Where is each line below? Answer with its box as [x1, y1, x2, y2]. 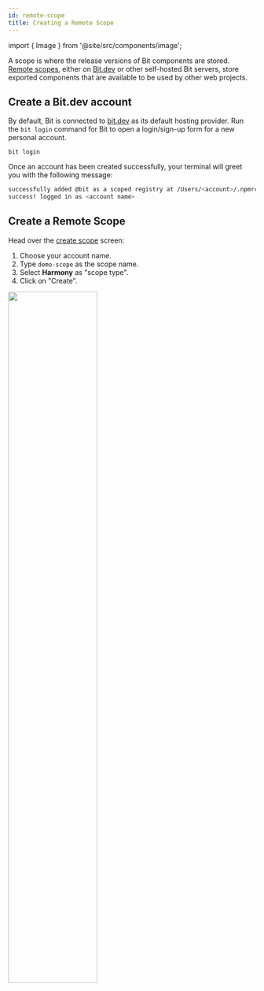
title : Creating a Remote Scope [8, 19, 114, 27]
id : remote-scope [8, 11, 65, 20]
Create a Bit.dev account [8, 95, 132, 109]
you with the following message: [8, 170, 113, 180]
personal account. [8, 133, 67, 143]
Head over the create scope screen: [8, 236, 125, 245]
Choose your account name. [19, 251, 112, 260]
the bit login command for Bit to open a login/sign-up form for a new [8, 124, 235, 134]
